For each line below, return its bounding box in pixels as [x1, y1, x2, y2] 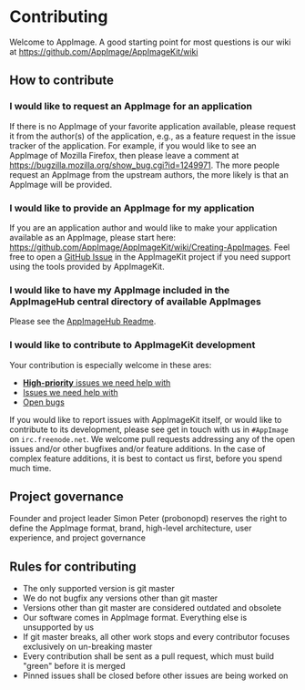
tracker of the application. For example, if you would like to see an [9, 139, 257, 151]
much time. [9, 462, 52, 473]
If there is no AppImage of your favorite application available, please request [9, 120, 296, 131]
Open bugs [22, 396, 66, 407]
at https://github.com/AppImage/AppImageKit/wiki [9, 46, 198, 57]
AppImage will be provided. [9, 179, 112, 190]
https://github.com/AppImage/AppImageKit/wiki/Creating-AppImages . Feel [9, 242, 290, 252]
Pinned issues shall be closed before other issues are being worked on [22, 670, 289, 681]
